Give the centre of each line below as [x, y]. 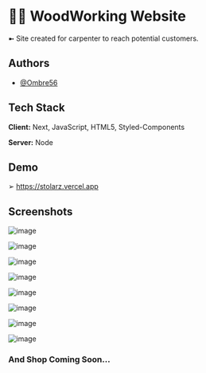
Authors [29, 63]
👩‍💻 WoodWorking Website [97, 16]
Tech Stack [37, 108]
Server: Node [31, 142]
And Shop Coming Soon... [59, 359]
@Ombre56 [39, 82]
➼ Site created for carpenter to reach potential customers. [103, 38]
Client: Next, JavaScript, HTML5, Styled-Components [97, 127]
